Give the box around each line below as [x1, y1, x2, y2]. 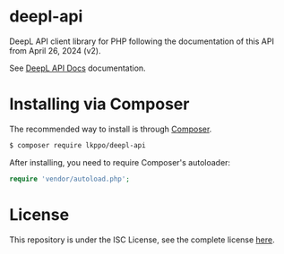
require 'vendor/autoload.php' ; [9, 174, 130, 183]
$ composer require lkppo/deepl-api [9, 140, 146, 149]
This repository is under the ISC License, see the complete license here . [9, 234, 275, 245]
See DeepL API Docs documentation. [9, 63, 146, 73]
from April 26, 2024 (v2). [9, 45, 101, 55]
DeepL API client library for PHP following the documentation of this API [9, 36, 275, 47]
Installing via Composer [9, 94, 190, 114]
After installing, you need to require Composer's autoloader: [9, 157, 231, 167]
